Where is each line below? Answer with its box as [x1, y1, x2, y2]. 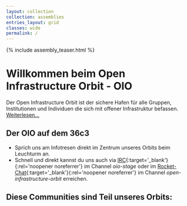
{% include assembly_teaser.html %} [6, 46, 95, 53]
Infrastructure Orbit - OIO [6, 80, 132, 93]
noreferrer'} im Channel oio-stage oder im [54, 163, 156, 170]
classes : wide [6, 25, 41, 31]
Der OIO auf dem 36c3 [6, 129, 90, 139]
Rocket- [157, 163, 177, 170]
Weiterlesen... [6, 112, 40, 119]
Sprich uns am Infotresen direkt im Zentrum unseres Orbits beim [14, 144, 171, 151]
